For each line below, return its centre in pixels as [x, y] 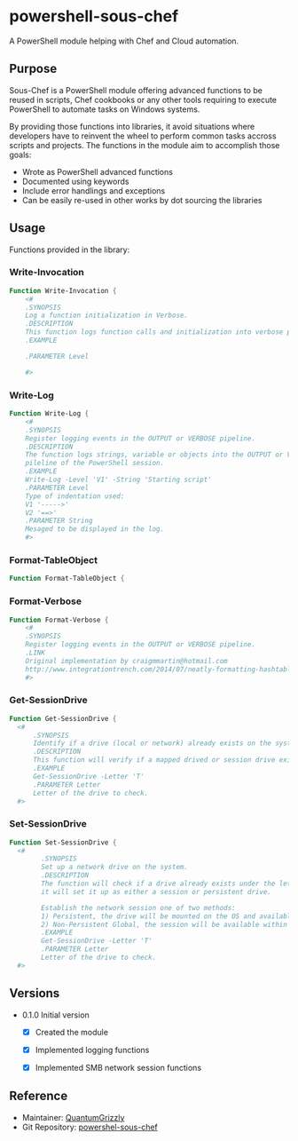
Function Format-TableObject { [67, 579]
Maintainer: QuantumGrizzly [73, 1117]
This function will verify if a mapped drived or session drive [154, 760]
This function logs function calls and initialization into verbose [154, 332]
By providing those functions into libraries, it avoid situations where [132, 126]
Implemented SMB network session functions [118, 1067]
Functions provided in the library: [70, 250]
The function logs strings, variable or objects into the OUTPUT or [154, 455]
